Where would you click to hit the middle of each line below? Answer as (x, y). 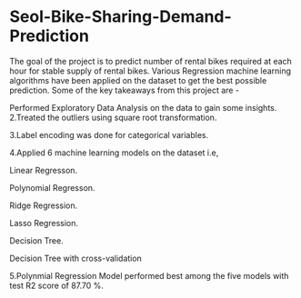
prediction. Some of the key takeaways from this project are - (124, 90)
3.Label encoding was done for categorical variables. (109, 134)
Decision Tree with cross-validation (76, 258)
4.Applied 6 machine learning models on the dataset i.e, (114, 153)
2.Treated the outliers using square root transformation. (113, 117)
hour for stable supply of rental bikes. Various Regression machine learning (150, 71)
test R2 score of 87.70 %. (57, 285)
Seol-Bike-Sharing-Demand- (120, 17)
